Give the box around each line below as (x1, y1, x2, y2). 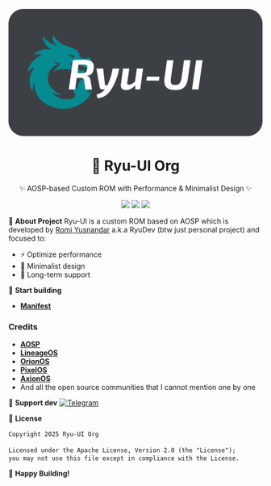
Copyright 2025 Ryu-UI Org (8, 430, 99, 438)
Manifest (19, 300, 52, 311)
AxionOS (19, 374, 51, 383)
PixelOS (19, 365, 48, 375)
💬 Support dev (8, 398, 58, 408)
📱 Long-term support (19, 270, 91, 279)
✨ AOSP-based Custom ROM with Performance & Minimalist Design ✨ (19, 183, 252, 193)
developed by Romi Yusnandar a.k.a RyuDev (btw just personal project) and (8, 224, 260, 234)
